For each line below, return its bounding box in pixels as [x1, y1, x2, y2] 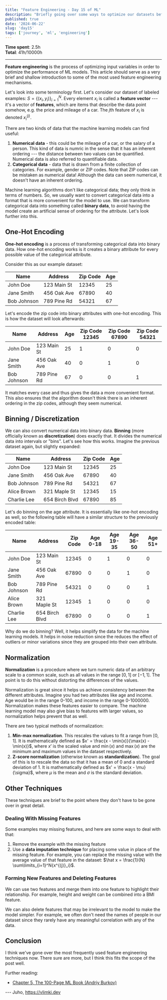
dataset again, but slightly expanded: [5, 444, 81, 449]
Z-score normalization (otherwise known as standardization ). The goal [12, 754, 160, 760]
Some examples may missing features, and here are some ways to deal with [5, 826, 161, 832]
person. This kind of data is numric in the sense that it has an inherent [12, 145, 156, 151]
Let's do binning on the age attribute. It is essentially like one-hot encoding [5, 509, 159, 515]
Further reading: [5, 970, 38, 976]
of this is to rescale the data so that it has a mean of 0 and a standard [12, 759, 155, 765]
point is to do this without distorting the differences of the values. [5, 677, 139, 683]
